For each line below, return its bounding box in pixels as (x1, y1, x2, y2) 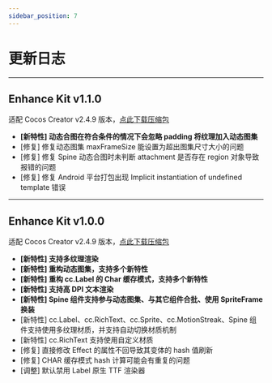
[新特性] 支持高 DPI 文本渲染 (19, 285, 114, 295)
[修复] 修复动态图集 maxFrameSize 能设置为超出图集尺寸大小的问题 (19, 142, 244, 152)
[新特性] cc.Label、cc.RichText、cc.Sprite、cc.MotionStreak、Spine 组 (19, 315, 257, 325)
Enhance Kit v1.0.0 (8, 214, 105, 228)
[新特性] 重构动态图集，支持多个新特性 (19, 265, 148, 274)
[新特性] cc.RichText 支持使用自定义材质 (19, 335, 154, 345)
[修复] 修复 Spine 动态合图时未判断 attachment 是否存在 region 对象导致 (19, 152, 260, 162)
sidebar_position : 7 (8, 11, 79, 20)
